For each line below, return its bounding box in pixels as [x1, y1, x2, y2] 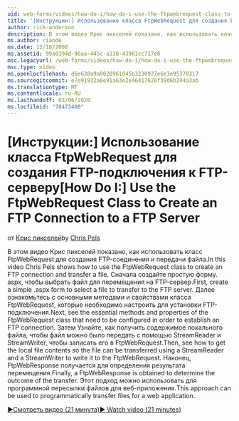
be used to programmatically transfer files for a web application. [7, 391, 196, 400]
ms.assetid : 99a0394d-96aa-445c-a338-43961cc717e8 [7, 51, 161, 58]
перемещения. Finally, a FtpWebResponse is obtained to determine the [7, 368, 216, 377]
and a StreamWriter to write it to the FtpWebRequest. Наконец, [7, 353, 192, 362]
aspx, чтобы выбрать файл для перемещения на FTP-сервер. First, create [7, 278, 229, 286]
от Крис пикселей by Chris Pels [7, 233, 101, 242]
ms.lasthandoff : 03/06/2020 [7, 97, 91, 104]
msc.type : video [7, 64, 55, 71]
